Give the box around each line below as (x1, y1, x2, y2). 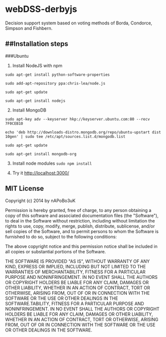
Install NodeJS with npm (12, 62, 63, 68)
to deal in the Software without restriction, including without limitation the (5, 218, 155, 224)
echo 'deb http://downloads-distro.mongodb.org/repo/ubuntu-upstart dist (5, 129, 162, 135)
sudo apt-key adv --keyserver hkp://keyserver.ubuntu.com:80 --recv (5, 116, 150, 121)
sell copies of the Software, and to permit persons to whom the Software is (5, 228, 159, 234)
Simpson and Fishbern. (5, 25, 53, 31)
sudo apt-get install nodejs (5, 98, 66, 103)
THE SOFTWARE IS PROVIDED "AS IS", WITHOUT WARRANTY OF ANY (5, 258, 150, 264)
